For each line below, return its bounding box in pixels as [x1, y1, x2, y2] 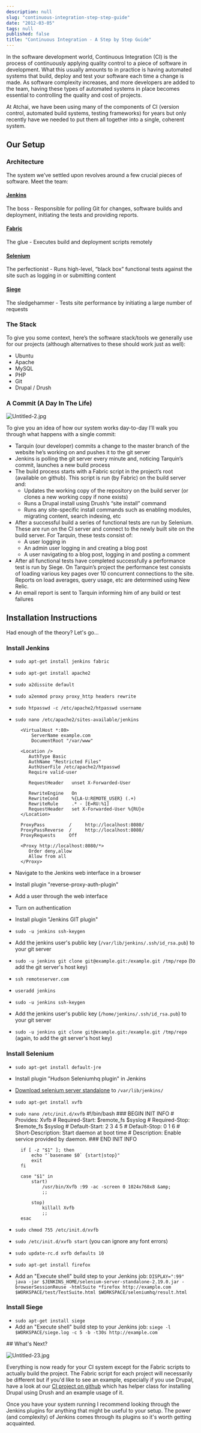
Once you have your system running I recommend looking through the [6, 1401, 180, 1408]
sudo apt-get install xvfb [14, 1099, 83, 1106]
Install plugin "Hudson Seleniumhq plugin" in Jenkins [14, 1075, 146, 1082]
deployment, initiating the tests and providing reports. [6, 211, 139, 218]
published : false [6, 31, 50, 37]
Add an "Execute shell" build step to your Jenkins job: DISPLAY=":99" [14, 1272, 185, 1280]
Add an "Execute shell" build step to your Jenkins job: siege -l [14, 1323, 171, 1330]
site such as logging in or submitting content [6, 272, 116, 279]
